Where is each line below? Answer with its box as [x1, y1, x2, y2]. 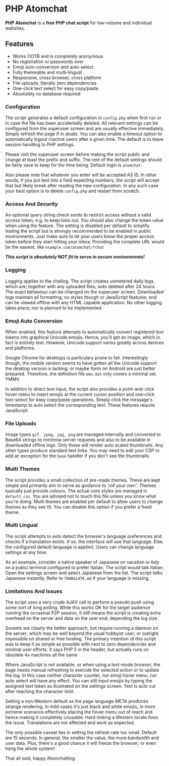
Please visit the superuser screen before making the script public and [5, 151, 150, 157]
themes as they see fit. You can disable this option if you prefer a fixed [5, 504, 152, 510]
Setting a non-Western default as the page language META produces [5, 698, 149, 704]
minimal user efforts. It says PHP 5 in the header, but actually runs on [5, 646, 149, 652]
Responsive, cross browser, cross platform [12, 74, 102, 81]
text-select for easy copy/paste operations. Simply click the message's [5, 397, 153, 403]
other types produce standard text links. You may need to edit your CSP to [5, 448, 160, 454]
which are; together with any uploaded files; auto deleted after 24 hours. [5, 283, 156, 289]
